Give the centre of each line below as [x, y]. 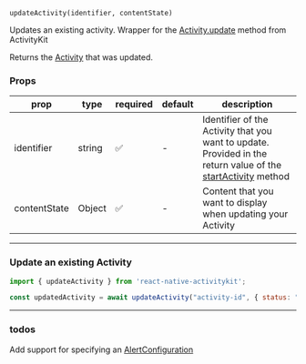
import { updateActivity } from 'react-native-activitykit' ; [128, 281]
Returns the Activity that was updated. [81, 57]
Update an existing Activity [71, 262]
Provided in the [235, 154]
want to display [235, 203]
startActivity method [246, 177]
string [90, 148]
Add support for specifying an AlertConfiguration [102, 349]
